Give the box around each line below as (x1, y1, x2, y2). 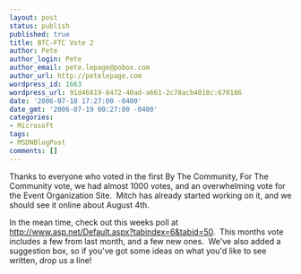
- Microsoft (9, 122, 54, 131)
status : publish (9, 21, 70, 30)
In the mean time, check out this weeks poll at (9, 217, 179, 227)
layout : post (9, 13, 58, 22)
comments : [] (9, 146, 58, 155)
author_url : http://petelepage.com (9, 72, 142, 81)
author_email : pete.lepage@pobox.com (9, 64, 150, 73)
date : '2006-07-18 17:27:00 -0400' (9, 96, 142, 106)
